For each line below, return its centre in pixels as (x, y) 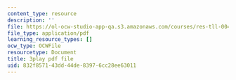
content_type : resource (42, 14)
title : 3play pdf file (40, 59)
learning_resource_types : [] (50, 40)
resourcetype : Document (42, 53)
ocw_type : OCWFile (34, 46)
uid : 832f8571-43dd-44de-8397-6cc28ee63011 (72, 65)
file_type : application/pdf (48, 33)
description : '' (31, 20)
